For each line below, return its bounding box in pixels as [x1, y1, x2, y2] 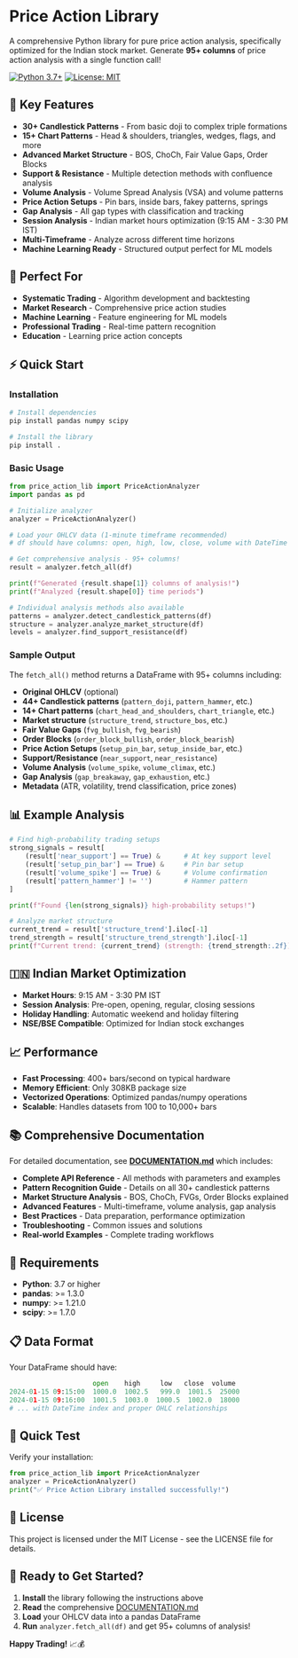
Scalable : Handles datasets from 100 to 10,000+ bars [21, 1101, 217, 1112]
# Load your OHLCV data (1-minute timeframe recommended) [9, 530, 228, 539]
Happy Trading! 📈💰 [9, 1638, 86, 1649]
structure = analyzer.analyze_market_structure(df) [9, 619, 204, 629]
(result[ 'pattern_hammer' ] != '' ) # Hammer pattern [25, 876, 248, 885]
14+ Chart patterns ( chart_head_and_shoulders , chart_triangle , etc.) [21, 705, 275, 716]
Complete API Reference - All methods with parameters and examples [21, 1173, 281, 1183]
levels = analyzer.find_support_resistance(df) [9, 628, 189, 637]
